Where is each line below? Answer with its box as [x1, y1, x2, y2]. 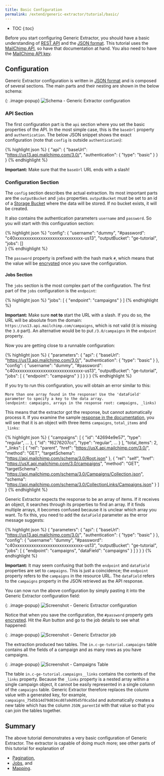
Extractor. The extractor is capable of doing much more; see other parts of [5, 740, 156, 746]
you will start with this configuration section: [5, 220, 94, 226]
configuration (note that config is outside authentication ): [5, 137, 122, 143]
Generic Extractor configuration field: [5, 593, 80, 599]
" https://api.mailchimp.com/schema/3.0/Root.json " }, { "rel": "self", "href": [5, 456, 155, 462]
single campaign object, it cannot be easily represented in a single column [5, 682, 155, 687]
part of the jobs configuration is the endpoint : [5, 288, 97, 294]
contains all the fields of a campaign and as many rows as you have [5, 647, 141, 652]
